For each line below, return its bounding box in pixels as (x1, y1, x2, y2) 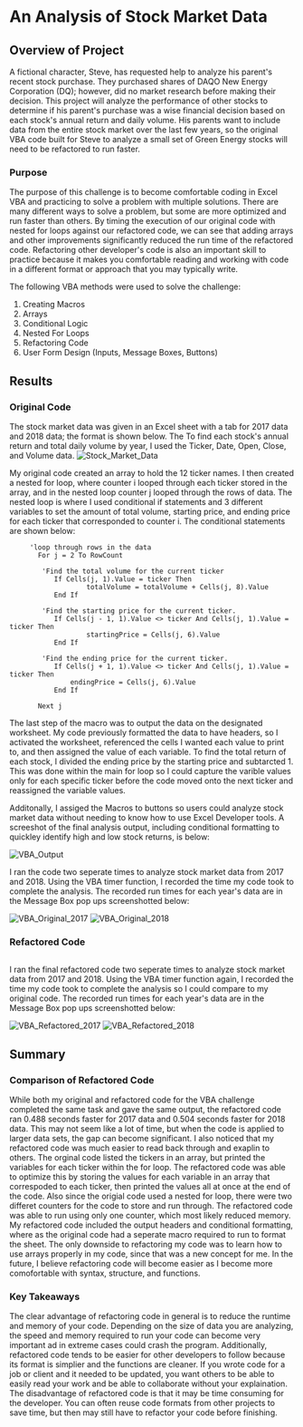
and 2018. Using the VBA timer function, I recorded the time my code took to (9, 876, 294, 887)
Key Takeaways (9, 1290, 80, 1303)
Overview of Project (9, 43, 125, 58)
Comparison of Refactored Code (9, 1073, 155, 1086)
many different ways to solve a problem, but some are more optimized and (9, 206, 287, 217)
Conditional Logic (22, 318, 89, 329)
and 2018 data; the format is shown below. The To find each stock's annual (9, 431, 289, 442)
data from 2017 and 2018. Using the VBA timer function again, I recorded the (9, 974, 294, 985)
